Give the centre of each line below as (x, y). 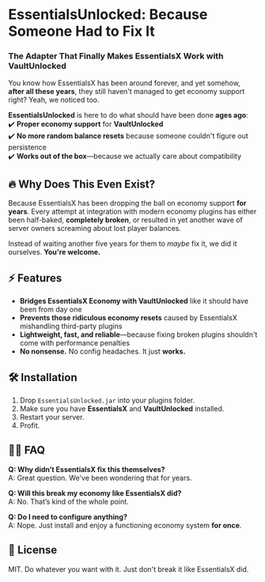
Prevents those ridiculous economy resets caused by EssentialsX (128, 318)
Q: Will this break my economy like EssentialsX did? (95, 493)
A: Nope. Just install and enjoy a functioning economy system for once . (125, 525)
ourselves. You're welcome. (55, 252)
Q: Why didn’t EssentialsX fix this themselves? (87, 469)
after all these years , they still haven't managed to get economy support (127, 92)
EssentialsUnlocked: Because (108, 15)
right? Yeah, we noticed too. (54, 100)
